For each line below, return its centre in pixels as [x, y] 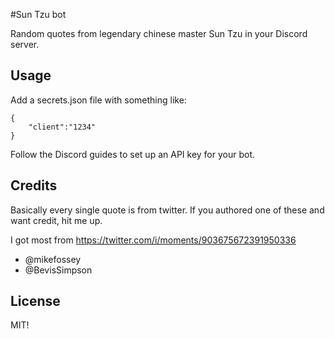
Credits [34, 185]
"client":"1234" [62, 127]
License [35, 301]
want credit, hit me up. [56, 220]
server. [25, 44]
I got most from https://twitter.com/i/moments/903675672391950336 [153, 240]
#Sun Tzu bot [38, 14]
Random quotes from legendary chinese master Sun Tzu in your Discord [159, 33]
